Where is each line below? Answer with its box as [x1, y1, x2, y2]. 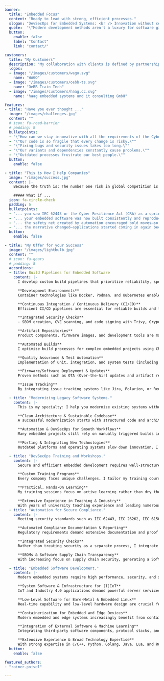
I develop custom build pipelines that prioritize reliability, [17, 279, 152, 284]
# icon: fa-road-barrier [9, 121, 60, 126]
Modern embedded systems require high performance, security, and [17, 575, 156, 580]
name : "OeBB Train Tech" [13, 84, 64, 89]
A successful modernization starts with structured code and [17, 418, 145, 423]
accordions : [9, 266, 34, 271]
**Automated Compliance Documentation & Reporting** [17, 526, 128, 530]
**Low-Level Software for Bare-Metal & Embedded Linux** [17, 597, 137, 602]
